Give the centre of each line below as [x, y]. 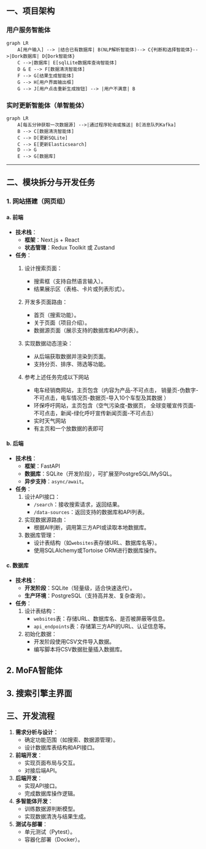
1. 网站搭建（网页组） [38, 201]
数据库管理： [40, 535]
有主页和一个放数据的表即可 [69, 428]
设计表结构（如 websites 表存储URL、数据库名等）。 [97, 542]
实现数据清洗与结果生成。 [57, 816]
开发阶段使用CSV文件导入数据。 [74, 641]
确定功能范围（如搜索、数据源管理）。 [71, 740]
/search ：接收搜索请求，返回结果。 [78, 504]
